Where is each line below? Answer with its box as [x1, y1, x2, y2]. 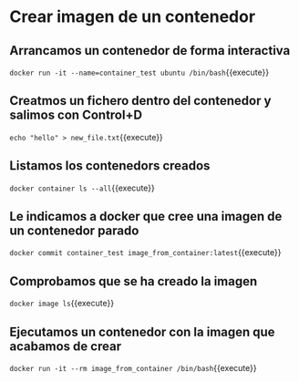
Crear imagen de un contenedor [9, 6, 256, 27]
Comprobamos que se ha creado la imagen [9, 274, 258, 289]
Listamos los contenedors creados [9, 158, 211, 174]
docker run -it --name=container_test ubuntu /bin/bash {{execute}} [9, 67, 270, 77]
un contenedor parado [9, 223, 139, 239]
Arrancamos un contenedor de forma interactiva [9, 43, 291, 58]
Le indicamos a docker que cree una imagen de [9, 209, 283, 224]
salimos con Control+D [9, 108, 143, 123]
